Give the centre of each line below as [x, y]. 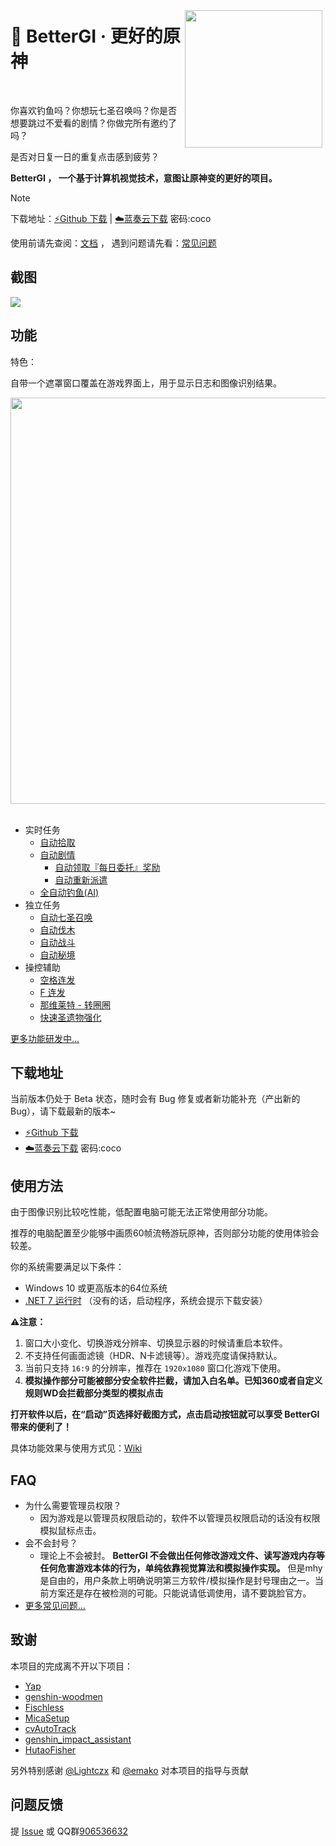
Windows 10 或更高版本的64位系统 [96, 1288]
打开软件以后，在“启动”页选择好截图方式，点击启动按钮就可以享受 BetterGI [165, 1414]
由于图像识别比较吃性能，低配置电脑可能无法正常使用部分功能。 [141, 1212]
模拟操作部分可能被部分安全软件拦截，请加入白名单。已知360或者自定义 [173, 1381]
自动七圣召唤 [66, 917]
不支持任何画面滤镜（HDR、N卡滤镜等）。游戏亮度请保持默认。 [153, 1356]
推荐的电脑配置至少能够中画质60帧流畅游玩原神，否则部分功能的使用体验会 [165, 1233]
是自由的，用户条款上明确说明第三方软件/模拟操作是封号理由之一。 [177, 1580]
